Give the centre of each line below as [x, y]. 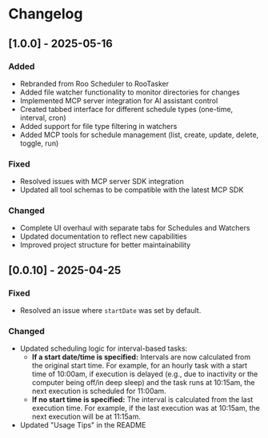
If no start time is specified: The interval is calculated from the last [142, 400]
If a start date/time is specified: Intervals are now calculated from [141, 357]
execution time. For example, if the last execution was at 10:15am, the [146, 408]
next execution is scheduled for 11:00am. [99, 391]
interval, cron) [43, 118]
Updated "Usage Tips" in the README [83, 425]
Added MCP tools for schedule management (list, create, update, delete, [139, 135]
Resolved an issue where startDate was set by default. [110, 311]
